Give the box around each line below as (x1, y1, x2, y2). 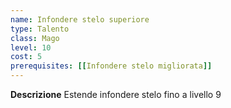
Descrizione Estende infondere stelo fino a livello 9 (10, 89, 222, 100)
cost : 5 (10, 52, 43, 62)
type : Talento (10, 24, 70, 34)
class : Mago (10, 33, 60, 43)
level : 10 (10, 42, 52, 53)
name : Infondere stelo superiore (10, 14, 150, 25)
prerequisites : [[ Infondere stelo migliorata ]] (10, 61, 213, 71)
